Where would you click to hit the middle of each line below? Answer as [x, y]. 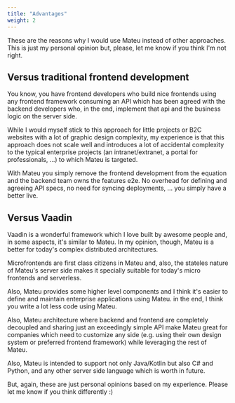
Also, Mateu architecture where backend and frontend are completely [108, 320]
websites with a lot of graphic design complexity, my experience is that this [116, 137]
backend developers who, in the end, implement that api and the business [114, 109]
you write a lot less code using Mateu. [62, 306]
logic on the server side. [42, 116]
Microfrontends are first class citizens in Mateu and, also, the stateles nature [118, 263]
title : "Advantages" [38, 14]
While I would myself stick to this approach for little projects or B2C [105, 130]
